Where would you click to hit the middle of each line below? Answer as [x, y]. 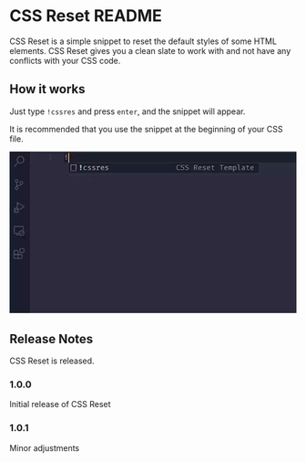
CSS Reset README [86, 16]
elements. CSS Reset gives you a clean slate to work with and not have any [150, 50]
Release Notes [51, 339]
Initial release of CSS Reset [60, 404]
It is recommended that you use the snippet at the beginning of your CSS [146, 129]
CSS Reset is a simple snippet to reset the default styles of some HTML [143, 41]
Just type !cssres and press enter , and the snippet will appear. [127, 111]
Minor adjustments [45, 447]
